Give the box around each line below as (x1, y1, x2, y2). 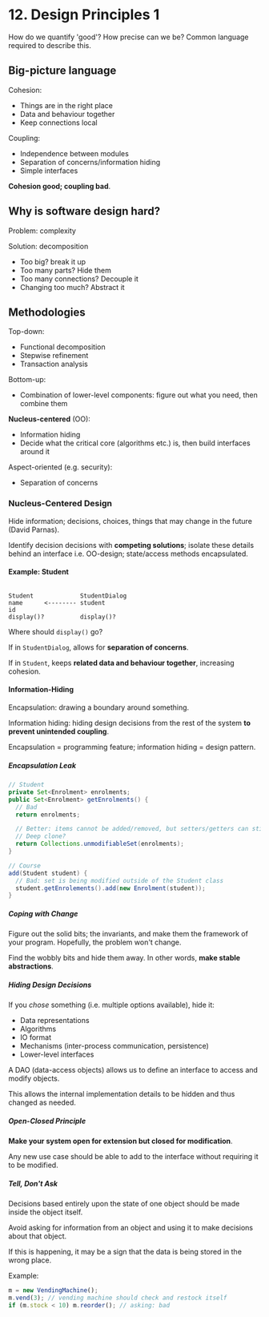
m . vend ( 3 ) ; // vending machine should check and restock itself (8, 1294, 227, 1303)
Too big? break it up (19, 256, 86, 266)
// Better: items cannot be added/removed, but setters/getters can (15, 825, 249, 833)
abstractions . (8, 961, 54, 971)
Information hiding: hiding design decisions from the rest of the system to (8, 719, 251, 728)
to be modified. (8, 1160, 58, 1170)
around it (19, 447, 50, 457)
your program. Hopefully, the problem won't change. (8, 937, 182, 947)
